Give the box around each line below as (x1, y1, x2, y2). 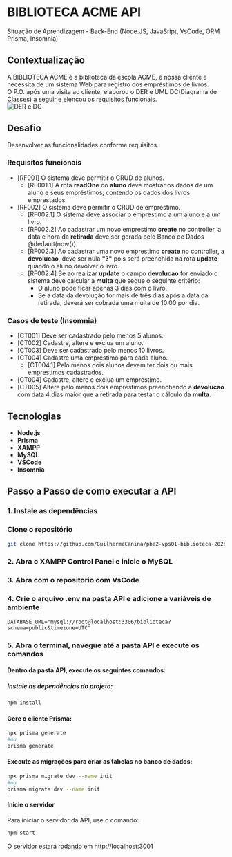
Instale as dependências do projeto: (7, 682, 113, 690)
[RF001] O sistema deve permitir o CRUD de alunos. (17, 174, 164, 182)
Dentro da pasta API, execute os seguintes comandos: (7, 666, 166, 674)
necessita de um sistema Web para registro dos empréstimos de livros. (7, 80, 209, 89)
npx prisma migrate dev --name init (7, 773, 113, 780)
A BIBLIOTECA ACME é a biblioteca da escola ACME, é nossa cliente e (7, 73, 207, 81)
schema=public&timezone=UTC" (7, 624, 91, 632)
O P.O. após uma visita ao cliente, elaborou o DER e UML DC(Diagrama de (7, 87, 217, 95)
